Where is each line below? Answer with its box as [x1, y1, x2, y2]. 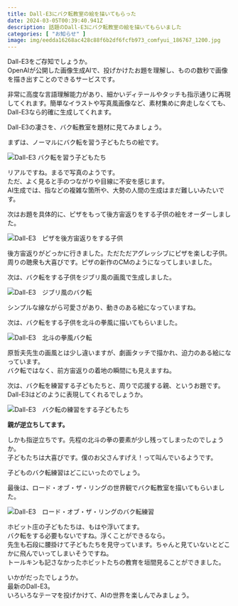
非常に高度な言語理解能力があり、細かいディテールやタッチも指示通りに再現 [7, 90, 231, 99]
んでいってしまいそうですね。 [26, 549, 113, 558]
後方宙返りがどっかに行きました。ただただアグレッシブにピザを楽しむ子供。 [7, 249, 232, 258]
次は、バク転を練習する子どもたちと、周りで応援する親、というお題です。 [7, 382, 225, 390]
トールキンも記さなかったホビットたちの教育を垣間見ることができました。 [7, 558, 225, 567]
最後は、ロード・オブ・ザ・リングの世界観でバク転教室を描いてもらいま [7, 484, 219, 492]
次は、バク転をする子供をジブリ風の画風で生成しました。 [7, 273, 175, 281]
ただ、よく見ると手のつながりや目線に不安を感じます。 [7, 177, 169, 185]
